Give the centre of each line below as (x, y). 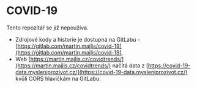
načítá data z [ (130, 66)
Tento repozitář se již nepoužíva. (47, 28)
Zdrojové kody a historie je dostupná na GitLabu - (78, 39)
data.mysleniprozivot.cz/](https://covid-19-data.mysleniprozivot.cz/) (101, 72)
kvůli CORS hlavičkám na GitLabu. (58, 78)
